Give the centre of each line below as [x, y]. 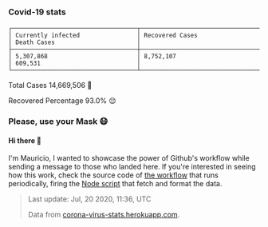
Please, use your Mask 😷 [58, 121]
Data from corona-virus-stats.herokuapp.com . [104, 215]
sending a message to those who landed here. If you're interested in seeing [132, 167]
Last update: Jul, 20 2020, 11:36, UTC [89, 199]
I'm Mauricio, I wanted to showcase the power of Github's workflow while [129, 158]
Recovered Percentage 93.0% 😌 [63, 101]
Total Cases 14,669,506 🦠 [50, 86]
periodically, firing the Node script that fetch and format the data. [115, 184]
